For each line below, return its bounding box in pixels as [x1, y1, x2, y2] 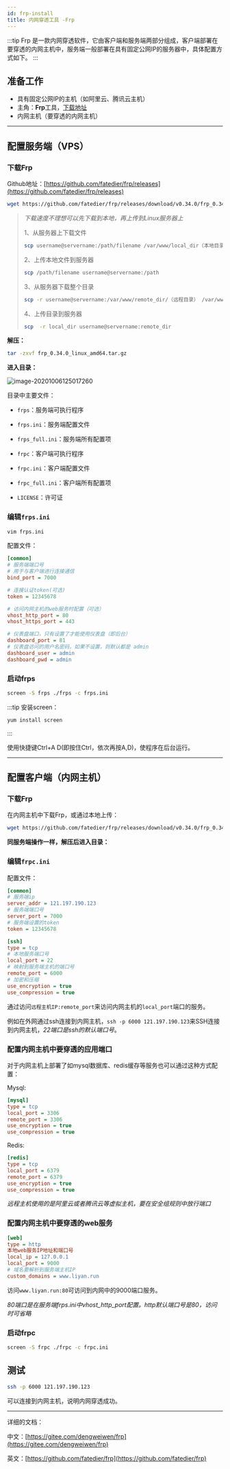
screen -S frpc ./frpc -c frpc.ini [7, 1344, 109, 1351]
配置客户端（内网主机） [7, 772, 106, 783]
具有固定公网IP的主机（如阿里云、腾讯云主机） [16, 95, 149, 103]
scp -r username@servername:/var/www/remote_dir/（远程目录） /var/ [23, 296, 218, 303]
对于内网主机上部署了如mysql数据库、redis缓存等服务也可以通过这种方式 [7, 1061, 212, 1069]
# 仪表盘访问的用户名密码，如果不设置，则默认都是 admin [7, 643, 149, 651]
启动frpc [7, 1328, 36, 1337]
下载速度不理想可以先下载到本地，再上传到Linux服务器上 [23, 213, 183, 222]
